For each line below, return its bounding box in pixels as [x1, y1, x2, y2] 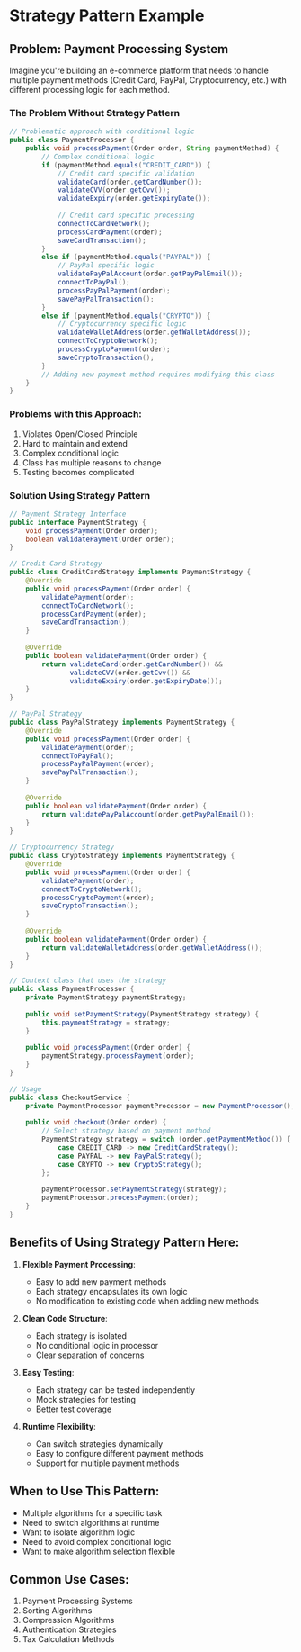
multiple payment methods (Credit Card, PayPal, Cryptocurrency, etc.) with [9, 75, 288, 86]
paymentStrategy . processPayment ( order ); [41, 1052, 195, 1061]
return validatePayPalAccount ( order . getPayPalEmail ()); [41, 809, 255, 819]
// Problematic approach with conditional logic [9, 127, 195, 136]
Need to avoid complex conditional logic [22, 1536, 172, 1547]
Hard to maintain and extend [22, 438, 128, 448]
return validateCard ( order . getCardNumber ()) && [41, 659, 223, 669]
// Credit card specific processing [57, 211, 195, 221]
